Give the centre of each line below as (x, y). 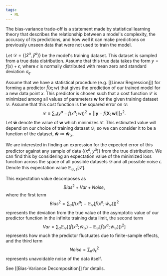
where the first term (26, 195)
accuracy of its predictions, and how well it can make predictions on (76, 39)
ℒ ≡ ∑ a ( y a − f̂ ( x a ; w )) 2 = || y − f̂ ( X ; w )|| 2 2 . (84, 113)
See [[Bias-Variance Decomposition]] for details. (55, 268)
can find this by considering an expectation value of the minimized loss (79, 156)
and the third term (24, 241)
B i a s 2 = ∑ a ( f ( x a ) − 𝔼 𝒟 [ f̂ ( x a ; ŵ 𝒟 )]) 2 (84, 204)
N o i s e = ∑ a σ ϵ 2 (84, 250)
